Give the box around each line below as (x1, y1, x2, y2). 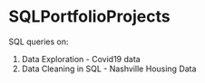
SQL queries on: (8, 36, 69, 47)
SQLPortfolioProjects (8, 6, 171, 27)
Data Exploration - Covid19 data (21, 53, 142, 64)
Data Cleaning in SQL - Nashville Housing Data (21, 63, 197, 74)
